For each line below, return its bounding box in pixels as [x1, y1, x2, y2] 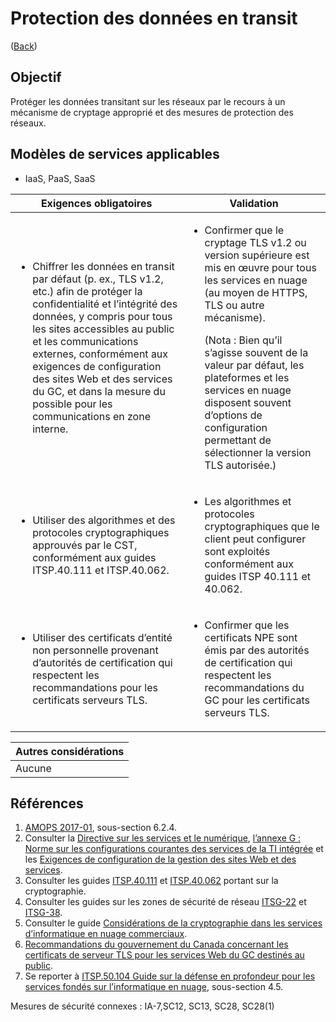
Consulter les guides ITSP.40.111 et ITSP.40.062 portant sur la [24, 875, 279, 887]
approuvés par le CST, [32, 538, 138, 552]
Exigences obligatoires [40, 196, 153, 210]
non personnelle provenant [32, 643, 159, 657]
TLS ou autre [204, 298, 265, 312]
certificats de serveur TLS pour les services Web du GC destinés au [24, 949, 305, 961]
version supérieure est [204, 248, 310, 262]
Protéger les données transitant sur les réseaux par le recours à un [10, 95, 286, 107]
